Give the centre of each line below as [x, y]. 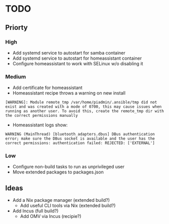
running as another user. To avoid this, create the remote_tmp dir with [85, 111]
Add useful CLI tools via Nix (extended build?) [68, 206]
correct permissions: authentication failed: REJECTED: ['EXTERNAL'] [80, 143]
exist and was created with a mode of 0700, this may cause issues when [83, 107]
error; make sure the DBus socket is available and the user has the [80, 139]
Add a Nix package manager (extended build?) [61, 200]
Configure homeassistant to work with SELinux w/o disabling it [78, 63]
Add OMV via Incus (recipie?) [51, 216]
